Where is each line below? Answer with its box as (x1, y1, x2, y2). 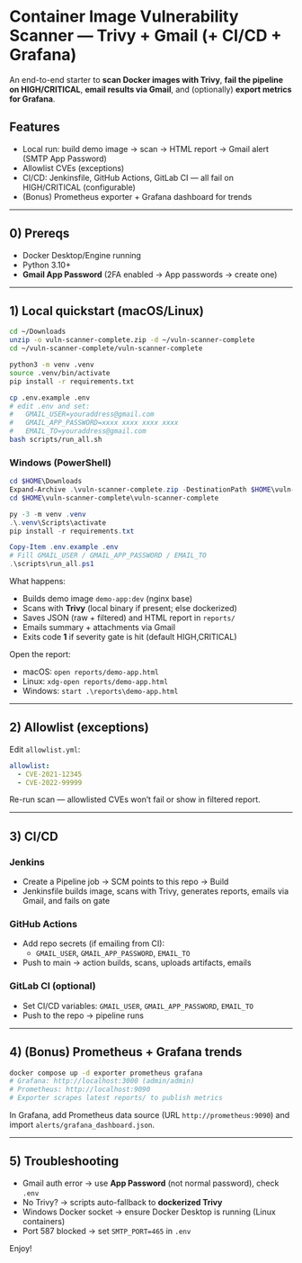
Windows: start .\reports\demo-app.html (22, 686, 179, 697)
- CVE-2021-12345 (17, 770, 83, 779)
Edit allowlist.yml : (9, 744, 81, 754)
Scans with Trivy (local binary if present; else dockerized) (22, 603, 238, 614)
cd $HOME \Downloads (9, 477, 83, 486)
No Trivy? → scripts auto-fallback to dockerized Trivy (22, 1196, 223, 1207)
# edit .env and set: (9, 401, 91, 410)
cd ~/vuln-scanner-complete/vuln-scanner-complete (9, 344, 203, 353)
